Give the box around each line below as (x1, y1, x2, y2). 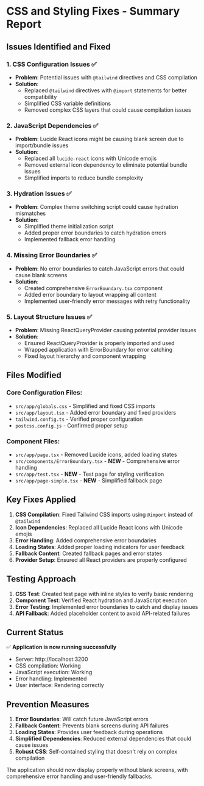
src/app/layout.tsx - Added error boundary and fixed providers (15, 409, 177, 416)
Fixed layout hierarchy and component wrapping (24, 352, 146, 360)
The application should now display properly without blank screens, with (6, 766, 188, 774)
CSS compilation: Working (15, 662, 81, 669)
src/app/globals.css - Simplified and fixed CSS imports (15, 402, 155, 410)
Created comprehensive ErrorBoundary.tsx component (24, 284, 163, 291)
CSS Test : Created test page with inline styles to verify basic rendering (15, 590, 194, 597)
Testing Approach (6, 574, 76, 584)
